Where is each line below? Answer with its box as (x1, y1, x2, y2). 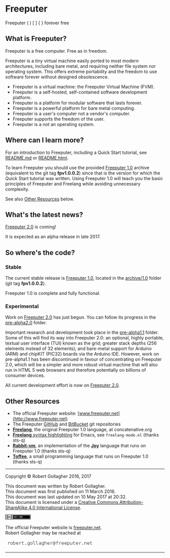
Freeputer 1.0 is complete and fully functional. (5, 290, 101, 296)
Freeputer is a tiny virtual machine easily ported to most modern (5, 58, 139, 64)
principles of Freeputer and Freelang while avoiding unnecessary (5, 181, 141, 187)
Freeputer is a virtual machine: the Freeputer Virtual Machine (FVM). (12, 83, 155, 90)
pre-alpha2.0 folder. (5, 320, 47, 326)
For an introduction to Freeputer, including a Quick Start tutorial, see (5, 149, 147, 155)
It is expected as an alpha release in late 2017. (5, 234, 101, 240)
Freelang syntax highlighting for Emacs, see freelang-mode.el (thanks (12, 432, 159, 438)
